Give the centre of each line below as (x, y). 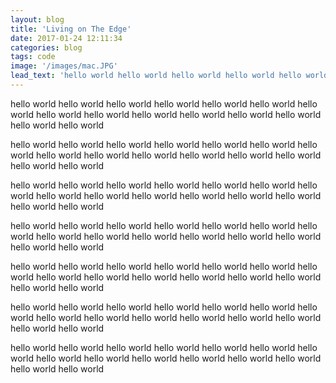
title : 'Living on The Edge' (71, 29)
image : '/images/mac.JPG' (64, 66)
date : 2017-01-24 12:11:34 (66, 38)
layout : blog (37, 19)
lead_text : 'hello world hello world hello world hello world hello (156, 76)
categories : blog (46, 47)
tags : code (33, 57)
